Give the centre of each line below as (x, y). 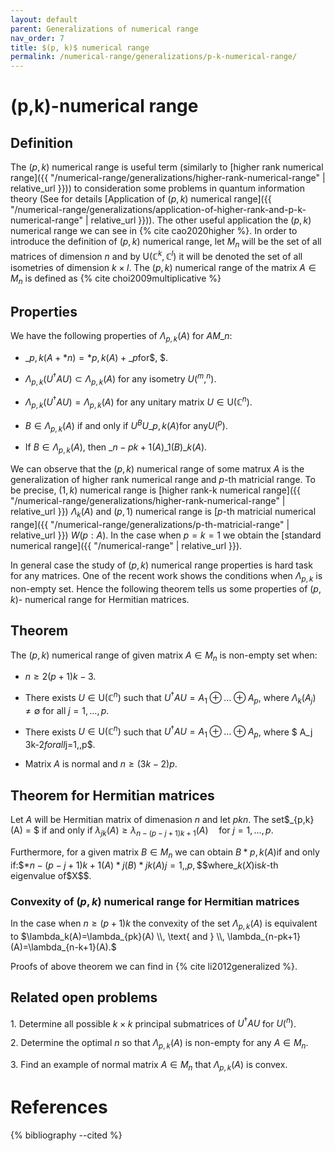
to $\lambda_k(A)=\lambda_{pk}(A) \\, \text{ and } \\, (117, 936)
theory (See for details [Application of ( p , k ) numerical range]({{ (141, 199)
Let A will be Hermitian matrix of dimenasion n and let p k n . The (140, 820)
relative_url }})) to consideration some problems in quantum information (157, 188)
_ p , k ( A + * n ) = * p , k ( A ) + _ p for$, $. (96, 357)
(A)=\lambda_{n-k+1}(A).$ (63, 947)
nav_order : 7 (37, 38)
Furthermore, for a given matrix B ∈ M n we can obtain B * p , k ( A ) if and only (165, 853)
